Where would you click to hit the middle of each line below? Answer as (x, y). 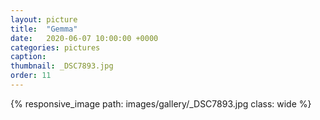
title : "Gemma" (44, 29)
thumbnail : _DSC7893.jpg (62, 66)
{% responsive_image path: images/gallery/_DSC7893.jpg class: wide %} (161, 103)
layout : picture (44, 19)
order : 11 (31, 76)
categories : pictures (55, 47)
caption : (28, 57)
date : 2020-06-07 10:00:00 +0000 (84, 38)
